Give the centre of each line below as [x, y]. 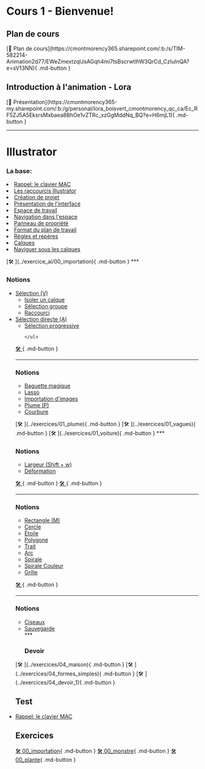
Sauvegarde [39, 628]
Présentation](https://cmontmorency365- [65, 102]
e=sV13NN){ [22, 68]
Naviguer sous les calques [47, 250]
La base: [19, 171]
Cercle [33, 527]
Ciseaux [34, 622]
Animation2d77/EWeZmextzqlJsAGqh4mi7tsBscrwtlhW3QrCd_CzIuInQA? [98, 61]
